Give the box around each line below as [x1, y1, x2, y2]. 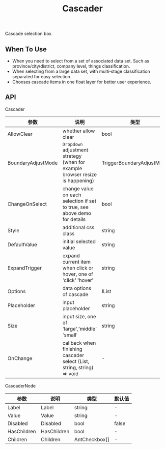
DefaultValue [7, 241, 38, 248]
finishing [62, 345, 82, 352]
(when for [62, 158, 85, 165]
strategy [62, 152, 82, 159]
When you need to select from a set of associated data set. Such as [12, 58, 150, 64]
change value [62, 185, 94, 192]
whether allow [62, 127, 95, 134]
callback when [62, 339, 96, 346]
